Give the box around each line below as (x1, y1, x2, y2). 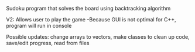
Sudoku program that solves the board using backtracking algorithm (6, 5, 171, 12)
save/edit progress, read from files (6, 40, 90, 46)
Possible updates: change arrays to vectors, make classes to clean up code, (6, 34, 190, 40)
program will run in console (6, 23, 72, 29)
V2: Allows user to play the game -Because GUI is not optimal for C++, (6, 16, 177, 23)
